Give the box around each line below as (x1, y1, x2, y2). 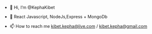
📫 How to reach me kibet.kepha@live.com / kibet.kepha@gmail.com (9, 23, 148, 29)
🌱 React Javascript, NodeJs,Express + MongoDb (9, 14, 108, 19)
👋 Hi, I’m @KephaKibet (9, 5, 55, 10)
